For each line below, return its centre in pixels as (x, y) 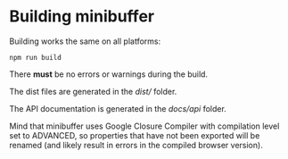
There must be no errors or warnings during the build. (108, 74)
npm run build (36, 57)
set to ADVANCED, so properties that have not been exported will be (135, 135)
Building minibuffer (82, 17)
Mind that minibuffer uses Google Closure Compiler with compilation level (144, 126)
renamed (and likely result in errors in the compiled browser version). (136, 145)
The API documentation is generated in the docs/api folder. (118, 108)
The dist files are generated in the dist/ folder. (93, 91)
